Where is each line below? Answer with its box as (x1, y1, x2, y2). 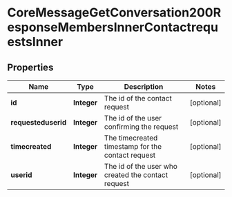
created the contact (104, 170, 168, 180)
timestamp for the (104, 142, 162, 151)
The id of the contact (104, 94, 173, 103)
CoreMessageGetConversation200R (7, 5, 222, 21)
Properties (7, 61, 54, 73)
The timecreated (104, 133, 158, 143)
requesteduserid (10, 118, 67, 127)
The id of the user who (104, 162, 178, 171)
